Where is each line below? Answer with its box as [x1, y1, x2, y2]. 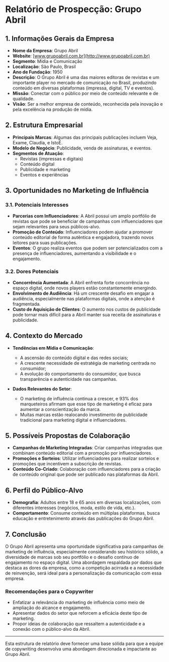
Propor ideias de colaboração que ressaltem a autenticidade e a [12, 621, 145, 627]
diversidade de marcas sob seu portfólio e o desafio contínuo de [5, 554, 139, 560]
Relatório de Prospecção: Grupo [5, 4, 142, 15]
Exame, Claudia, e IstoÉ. [12, 139, 63, 145]
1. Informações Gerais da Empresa [5, 34, 114, 43]
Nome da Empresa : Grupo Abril [12, 48, 78, 53]
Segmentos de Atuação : [12, 150, 64, 156]
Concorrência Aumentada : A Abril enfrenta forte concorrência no [12, 279, 149, 285]
